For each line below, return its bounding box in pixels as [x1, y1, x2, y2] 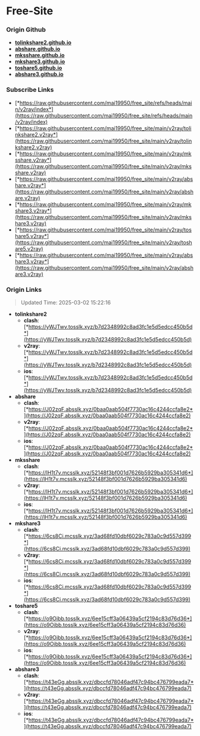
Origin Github [6, 26, 46, 34]
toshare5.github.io [14, 64, 62, 72]
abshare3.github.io [14, 70, 64, 78]
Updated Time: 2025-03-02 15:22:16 [20, 299, 111, 306]
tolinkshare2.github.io [14, 39, 71, 46]
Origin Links [6, 285, 42, 294]
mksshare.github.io [14, 52, 65, 59]
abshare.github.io [14, 45, 61, 53]
